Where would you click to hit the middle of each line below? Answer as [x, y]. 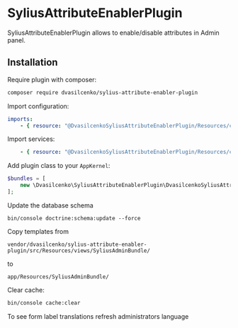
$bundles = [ [27, 179]
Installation [33, 63]
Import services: [31, 139]
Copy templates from [38, 231]
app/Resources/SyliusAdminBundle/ [58, 277]
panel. [17, 40]
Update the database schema [50, 205]
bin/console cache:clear [44, 302]
